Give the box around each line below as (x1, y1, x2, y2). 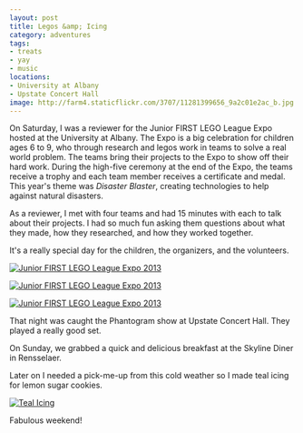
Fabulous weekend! (9, 415, 83, 426)
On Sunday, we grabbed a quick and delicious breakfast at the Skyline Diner (9, 343, 294, 354)
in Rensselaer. (9, 352, 62, 364)
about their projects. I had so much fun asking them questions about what (9, 217, 286, 228)
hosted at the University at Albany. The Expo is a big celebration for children (9, 133, 295, 144)
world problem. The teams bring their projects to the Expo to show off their (9, 152, 289, 163)
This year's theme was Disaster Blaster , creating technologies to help (9, 181, 269, 192)
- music (9, 65, 39, 74)
